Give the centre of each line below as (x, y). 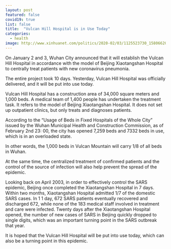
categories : (18, 34)
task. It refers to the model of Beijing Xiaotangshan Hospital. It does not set (84, 105)
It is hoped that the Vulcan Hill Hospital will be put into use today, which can (85, 235)
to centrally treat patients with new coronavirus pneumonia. (68, 68)
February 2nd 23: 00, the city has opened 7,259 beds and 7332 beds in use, (85, 131)
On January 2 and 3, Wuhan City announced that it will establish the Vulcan (84, 58)
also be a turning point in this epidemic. (47, 241)
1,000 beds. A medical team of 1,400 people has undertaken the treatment (83, 99)
